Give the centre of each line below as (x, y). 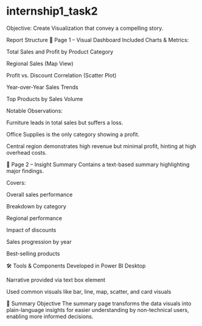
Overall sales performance (40, 194)
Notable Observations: (34, 110)
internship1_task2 (52, 11)
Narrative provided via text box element (56, 280)
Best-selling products (33, 253)
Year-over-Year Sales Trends (42, 87)
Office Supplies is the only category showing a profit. (73, 134)
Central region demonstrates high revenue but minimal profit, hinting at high (101, 146)
